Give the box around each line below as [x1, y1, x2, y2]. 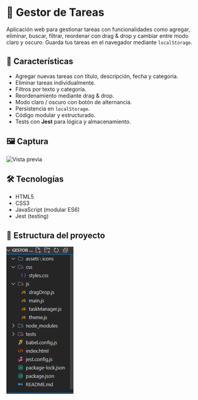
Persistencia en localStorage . [15, 105, 90, 112]
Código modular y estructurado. [15, 111, 96, 118]
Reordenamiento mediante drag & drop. [15, 91, 115, 99]
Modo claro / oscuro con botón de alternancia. [15, 98, 132, 105]
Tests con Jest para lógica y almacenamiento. [15, 118, 131, 125]
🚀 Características [6, 56, 74, 66]
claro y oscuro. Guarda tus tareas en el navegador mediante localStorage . [6, 38, 193, 46]
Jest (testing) [15, 213, 49, 220]
